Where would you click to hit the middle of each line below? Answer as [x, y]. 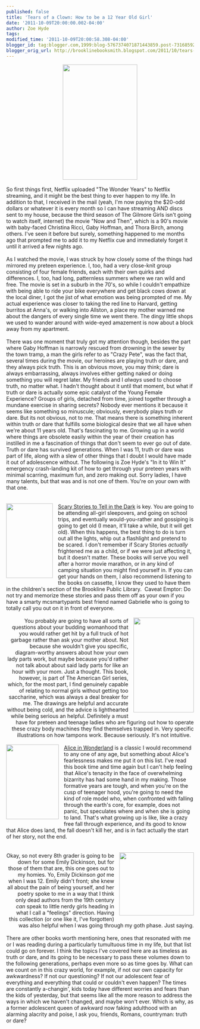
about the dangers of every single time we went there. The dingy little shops [100, 316]
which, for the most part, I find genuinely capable [68, 684]
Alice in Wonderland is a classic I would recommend [128, 748]
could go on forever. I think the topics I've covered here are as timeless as [97, 951]
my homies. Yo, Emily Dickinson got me [66, 874]
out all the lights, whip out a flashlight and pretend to [122, 538]
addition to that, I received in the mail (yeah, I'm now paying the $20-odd [96, 202]
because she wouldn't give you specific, [79, 646]
